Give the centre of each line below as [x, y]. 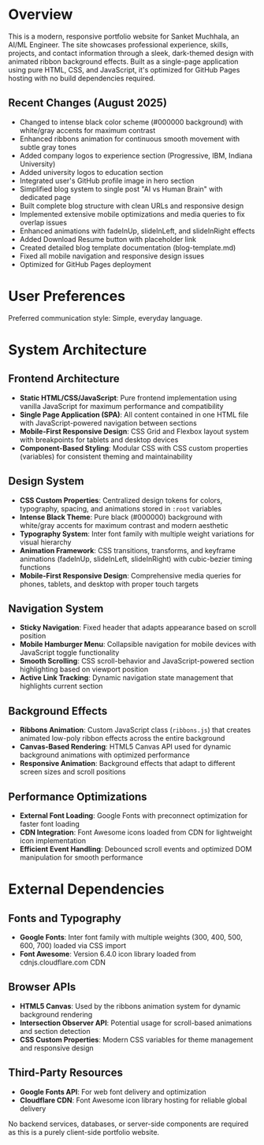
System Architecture [78, 349]
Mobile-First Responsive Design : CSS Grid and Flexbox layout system [134, 431]
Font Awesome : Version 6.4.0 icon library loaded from [108, 954]
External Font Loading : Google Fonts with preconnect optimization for [134, 815]
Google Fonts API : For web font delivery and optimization [113, 1091]
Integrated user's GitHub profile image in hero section [107, 180]
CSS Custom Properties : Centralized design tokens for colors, [121, 500]
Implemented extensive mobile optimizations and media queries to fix [132, 214]
